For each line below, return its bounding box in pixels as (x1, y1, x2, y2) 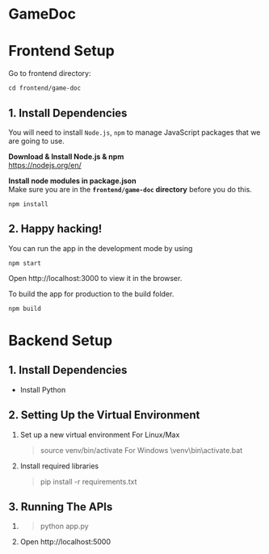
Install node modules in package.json (8, 175, 137, 186)
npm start (8, 259, 42, 267)
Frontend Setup (8, 42, 115, 61)
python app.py (40, 522, 89, 531)
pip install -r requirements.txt (40, 476, 137, 486)
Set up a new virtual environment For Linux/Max (19, 430, 180, 439)
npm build (8, 304, 42, 313)
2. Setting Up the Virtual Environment (8, 409, 200, 422)
